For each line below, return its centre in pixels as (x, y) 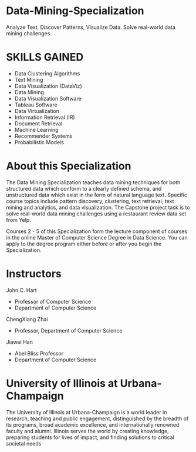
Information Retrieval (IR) (45, 117)
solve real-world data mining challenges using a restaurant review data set (96, 214)
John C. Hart (21, 290)
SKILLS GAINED (45, 57)
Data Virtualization (37, 111)
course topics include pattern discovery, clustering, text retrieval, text (90, 201)
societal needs (24, 443)
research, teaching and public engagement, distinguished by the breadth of (97, 418)
